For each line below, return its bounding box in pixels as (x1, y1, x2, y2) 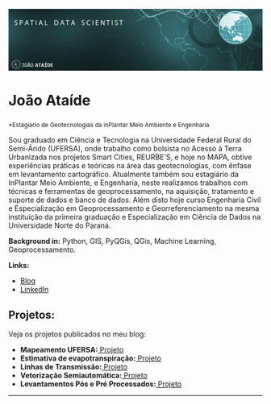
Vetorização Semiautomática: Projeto (19, 371, 148, 381)
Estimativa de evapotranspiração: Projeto (19, 353, 161, 363)
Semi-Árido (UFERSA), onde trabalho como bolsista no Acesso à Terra (8, 144, 242, 154)
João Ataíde (8, 91, 91, 109)
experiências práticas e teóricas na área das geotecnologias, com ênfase (8, 161, 252, 171)
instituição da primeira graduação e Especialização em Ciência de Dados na (8, 212, 261, 222)
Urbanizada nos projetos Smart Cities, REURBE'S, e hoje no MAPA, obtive (8, 152, 252, 162)
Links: (8, 261, 30, 270)
